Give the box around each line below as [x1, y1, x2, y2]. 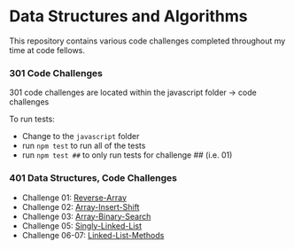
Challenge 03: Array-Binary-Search [21, 211, 151, 222]
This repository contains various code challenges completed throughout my [9, 35, 286, 46]
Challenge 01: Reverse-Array [21, 192, 127, 203]
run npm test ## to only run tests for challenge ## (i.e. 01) [21, 150, 233, 160]
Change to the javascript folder [21, 131, 140, 142]
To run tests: [9, 113, 55, 125]
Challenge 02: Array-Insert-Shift [21, 201, 140, 212]
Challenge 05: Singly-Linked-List [21, 220, 143, 231]
